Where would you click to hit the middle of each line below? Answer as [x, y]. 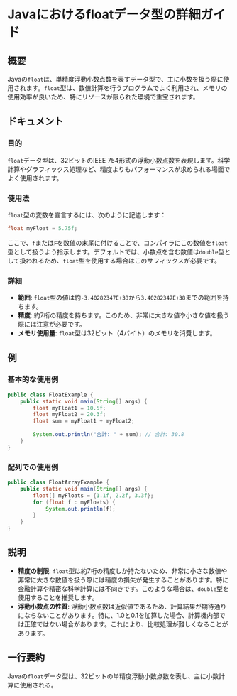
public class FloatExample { [50, 395]
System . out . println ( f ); [80, 509]
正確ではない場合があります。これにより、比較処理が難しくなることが [126, 624]
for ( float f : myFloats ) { [74, 502]
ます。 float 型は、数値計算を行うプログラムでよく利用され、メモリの [127, 88]
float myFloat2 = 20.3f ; [70, 415]
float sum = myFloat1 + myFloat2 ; [84, 421]
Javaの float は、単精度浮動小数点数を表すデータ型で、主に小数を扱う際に [115, 79]
